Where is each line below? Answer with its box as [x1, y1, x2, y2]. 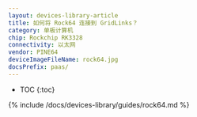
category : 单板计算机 [8, 26, 74, 34]
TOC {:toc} [19, 85, 55, 94]
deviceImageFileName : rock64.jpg [8, 56, 119, 64]
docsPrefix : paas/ [8, 63, 69, 71]
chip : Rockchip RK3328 [8, 33, 83, 42]
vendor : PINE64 [8, 48, 59, 56]
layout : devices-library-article [8, 11, 119, 20]
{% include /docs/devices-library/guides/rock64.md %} [8, 100, 190, 109]
